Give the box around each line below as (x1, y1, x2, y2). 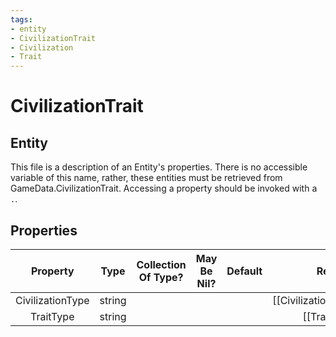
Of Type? (138, 270, 184, 284)
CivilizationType (15, 293, 90, 307)
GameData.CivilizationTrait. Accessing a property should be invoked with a (10, 182, 318, 195)
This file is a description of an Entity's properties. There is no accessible (10, 161, 308, 173)
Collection (136, 257, 187, 271)
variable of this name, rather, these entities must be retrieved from (10, 172, 283, 184)
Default (226, 264, 263, 278)
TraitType (30, 309, 75, 323)
